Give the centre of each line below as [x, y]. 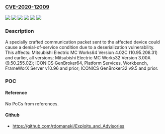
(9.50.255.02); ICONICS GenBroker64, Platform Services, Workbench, [77, 63]
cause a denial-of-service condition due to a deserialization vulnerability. [80, 47]
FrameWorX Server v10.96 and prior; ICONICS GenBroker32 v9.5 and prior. [82, 68]
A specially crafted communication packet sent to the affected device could [82, 42]
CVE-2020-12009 [27, 7]
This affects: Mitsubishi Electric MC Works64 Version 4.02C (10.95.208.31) [82, 52]
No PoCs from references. [32, 104]
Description [20, 31]
